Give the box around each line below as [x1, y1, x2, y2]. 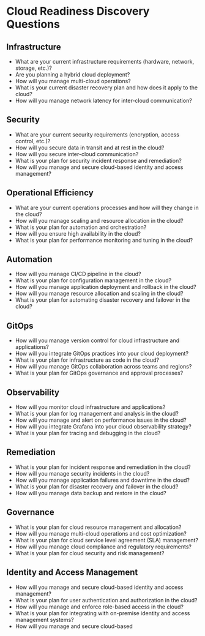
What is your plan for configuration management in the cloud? [15, 277, 172, 284]
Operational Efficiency [6, 188, 94, 198]
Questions [6, 17, 60, 31]
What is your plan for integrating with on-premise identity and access [15, 609, 190, 616]
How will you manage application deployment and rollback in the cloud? [15, 283, 197, 291]
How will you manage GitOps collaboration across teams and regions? [15, 363, 192, 370]
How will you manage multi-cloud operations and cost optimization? [15, 529, 187, 537]
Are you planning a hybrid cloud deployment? [15, 71, 130, 78]
